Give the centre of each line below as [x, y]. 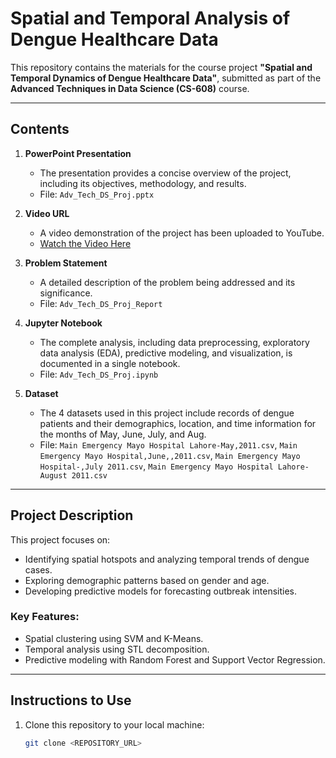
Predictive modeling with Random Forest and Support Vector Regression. [175, 659]
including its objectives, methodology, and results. [143, 183]
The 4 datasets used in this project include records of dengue [167, 413]
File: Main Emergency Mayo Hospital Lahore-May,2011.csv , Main [168, 444]
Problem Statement [66, 263]
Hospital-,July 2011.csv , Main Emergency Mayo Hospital [156, 466]
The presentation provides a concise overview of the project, [165, 173]
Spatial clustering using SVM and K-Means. [114, 638]
